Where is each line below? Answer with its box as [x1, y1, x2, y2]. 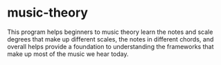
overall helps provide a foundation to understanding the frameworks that [7, 42, 214, 50]
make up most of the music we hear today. [7, 50, 129, 58]
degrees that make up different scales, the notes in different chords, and [7, 35, 214, 43]
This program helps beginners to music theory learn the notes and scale [7, 28, 213, 36]
